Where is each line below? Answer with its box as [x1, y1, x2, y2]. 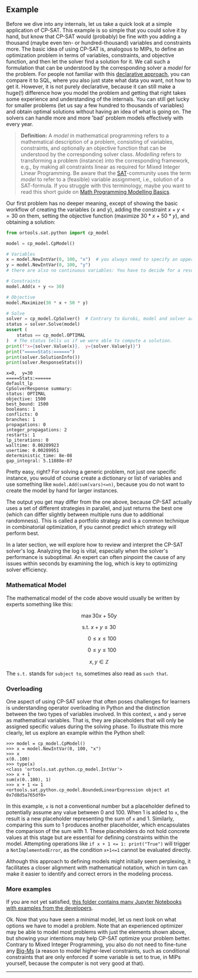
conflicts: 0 [6, 412, 38, 418]
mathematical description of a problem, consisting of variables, [20, 138, 174, 145]
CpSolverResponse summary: [6, 386, 72, 392]
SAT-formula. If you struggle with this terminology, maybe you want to [20, 182, 191, 189]
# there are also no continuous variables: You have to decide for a [6, 267, 181, 273]
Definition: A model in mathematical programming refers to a [20, 132, 169, 139]
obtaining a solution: [6, 218, 56, 226]
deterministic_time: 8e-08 [6, 453, 72, 459]
